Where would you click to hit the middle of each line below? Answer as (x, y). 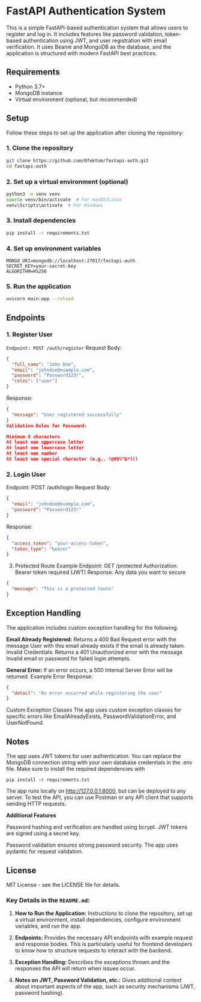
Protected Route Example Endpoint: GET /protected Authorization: (96, 566)
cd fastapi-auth (26, 166)
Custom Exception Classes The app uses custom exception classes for (94, 710)
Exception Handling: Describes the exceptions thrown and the (92, 962)
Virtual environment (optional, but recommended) (76, 99)
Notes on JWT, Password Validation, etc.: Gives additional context (98, 980)
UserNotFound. (25, 723)
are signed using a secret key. (43, 833)
